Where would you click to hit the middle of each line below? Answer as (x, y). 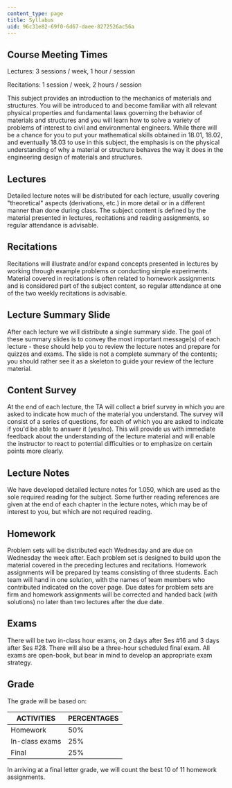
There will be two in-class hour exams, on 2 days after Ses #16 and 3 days (113, 640)
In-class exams (36, 741)
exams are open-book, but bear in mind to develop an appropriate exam (110, 655)
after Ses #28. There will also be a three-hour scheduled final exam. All (108, 648)
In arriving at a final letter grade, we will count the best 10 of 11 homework (112, 769)
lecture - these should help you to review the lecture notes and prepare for (114, 346)
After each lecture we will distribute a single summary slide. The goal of (109, 332)
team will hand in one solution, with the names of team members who (106, 580)
